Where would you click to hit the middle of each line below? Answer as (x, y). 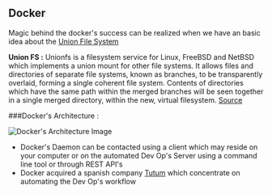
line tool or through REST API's (71, 164)
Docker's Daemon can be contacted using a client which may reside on (139, 147)
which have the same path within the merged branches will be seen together (136, 91)
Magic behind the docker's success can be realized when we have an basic (134, 32)
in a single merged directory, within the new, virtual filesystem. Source (125, 99)
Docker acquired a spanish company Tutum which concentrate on (130, 172)
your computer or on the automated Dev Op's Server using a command (138, 155)
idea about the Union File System (64, 41)
